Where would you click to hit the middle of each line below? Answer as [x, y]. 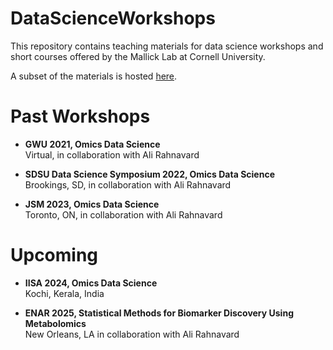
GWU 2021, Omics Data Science [92, 144]
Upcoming [54, 255]
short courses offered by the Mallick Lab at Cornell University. [138, 56]
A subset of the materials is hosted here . [94, 76]
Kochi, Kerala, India [64, 293]
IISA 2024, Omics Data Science [91, 283]
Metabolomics [55, 323]
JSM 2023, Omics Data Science [92, 204]
